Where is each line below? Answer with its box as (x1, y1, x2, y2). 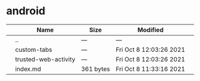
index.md (15, 64, 41, 73)
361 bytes (81, 64, 110, 73)
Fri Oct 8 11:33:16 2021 (115, 64, 186, 73)
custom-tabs (15, 45, 53, 54)
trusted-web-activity (15, 55, 76, 63)
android (6, 4, 46, 18)
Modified (137, 26, 164, 34)
